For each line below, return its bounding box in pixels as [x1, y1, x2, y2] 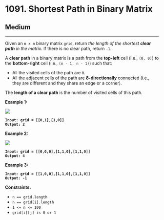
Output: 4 [5, 154, 25, 158]
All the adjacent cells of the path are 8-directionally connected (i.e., [12, 75, 150, 81]
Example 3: [5, 162, 28, 168]
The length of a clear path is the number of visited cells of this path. [5, 89, 143, 95]
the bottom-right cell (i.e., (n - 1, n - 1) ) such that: [5, 60, 112, 66]
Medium [5, 23, 31, 31]
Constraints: [5, 184, 31, 190]
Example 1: [5, 99, 28, 105]
